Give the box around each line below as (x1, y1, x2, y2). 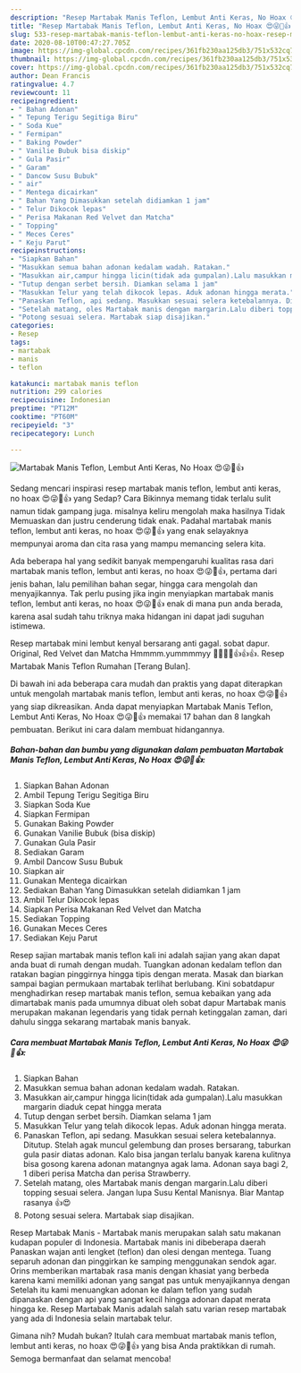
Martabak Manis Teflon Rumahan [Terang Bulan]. (10, 660, 191, 672)
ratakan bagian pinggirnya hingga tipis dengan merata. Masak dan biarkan (10, 969, 284, 980)
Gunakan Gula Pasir (22, 837, 96, 848)
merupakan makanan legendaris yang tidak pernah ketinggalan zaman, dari (10, 1007, 288, 1017)
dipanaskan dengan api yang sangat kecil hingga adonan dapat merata (10, 1294, 272, 1305)
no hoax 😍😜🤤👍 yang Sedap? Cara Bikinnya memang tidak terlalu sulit (10, 493, 272, 503)
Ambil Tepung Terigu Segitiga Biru (22, 790, 150, 801)
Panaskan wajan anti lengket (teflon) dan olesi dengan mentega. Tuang (10, 1247, 272, 1257)
